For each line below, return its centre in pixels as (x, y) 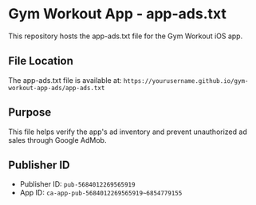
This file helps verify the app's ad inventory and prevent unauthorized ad (128, 132)
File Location (41, 61)
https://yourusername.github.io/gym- (186, 81)
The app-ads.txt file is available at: (65, 80)
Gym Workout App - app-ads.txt (118, 14)
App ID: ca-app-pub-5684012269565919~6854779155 (101, 193)
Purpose (30, 112)
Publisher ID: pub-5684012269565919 (77, 184)
